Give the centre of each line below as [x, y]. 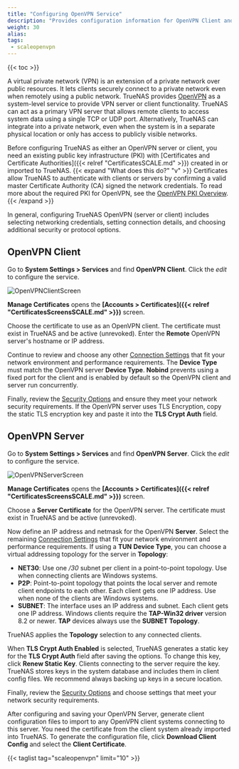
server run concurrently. [43, 384]
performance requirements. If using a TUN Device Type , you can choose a [117, 546]
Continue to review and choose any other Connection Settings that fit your [116, 355]
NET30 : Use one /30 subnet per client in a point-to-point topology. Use [122, 567]
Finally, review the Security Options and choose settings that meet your [112, 692]
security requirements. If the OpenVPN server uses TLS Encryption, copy [115, 406]
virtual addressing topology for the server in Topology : [88, 554]
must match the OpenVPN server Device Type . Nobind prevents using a [113, 370]
